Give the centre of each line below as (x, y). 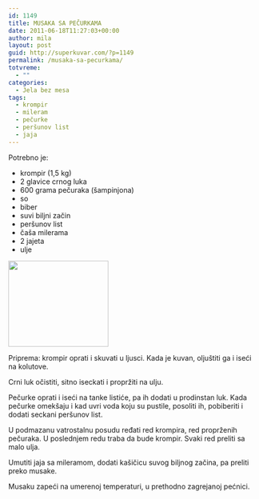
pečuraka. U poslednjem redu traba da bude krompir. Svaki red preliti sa (127, 438)
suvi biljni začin (45, 215)
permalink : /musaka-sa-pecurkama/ (66, 61)
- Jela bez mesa (42, 90)
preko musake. (33, 471)
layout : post (30, 46)
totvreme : (25, 68)
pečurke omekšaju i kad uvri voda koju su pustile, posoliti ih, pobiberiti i (126, 405)
